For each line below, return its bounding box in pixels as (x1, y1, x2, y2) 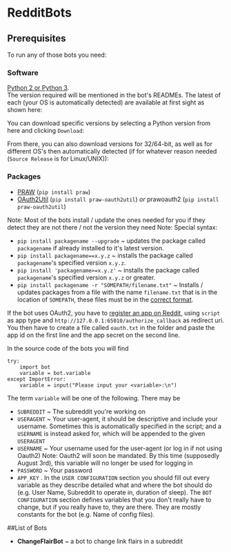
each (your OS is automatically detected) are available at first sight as (7, 98, 205, 107)
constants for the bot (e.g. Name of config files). (17, 510, 155, 518)
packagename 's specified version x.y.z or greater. (17, 273, 156, 282)
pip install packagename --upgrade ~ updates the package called (17, 237, 205, 245)
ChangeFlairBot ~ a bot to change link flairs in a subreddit (17, 537, 183, 545)
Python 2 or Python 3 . (7, 84, 70, 92)
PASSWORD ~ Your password (17, 466, 93, 475)
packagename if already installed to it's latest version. (17, 243, 164, 252)
